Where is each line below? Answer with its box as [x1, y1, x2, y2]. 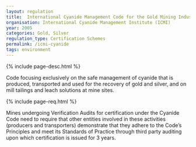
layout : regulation [6, 8, 54, 15]
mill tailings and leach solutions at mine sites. [6, 86, 115, 94]
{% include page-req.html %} [6, 98, 77, 105]
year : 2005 [6, 25, 33, 31]
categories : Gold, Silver [6, 30, 69, 36]
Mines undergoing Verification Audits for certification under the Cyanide [6, 109, 180, 116]
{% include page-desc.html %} [6, 63, 80, 70]
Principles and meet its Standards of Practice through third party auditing [6, 128, 182, 135]
